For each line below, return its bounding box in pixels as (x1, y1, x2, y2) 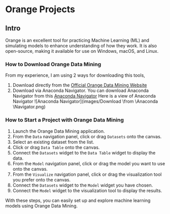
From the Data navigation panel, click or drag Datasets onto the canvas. (12, 133, 162, 139)
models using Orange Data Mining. (5, 202, 78, 209)
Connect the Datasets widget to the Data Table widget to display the (12, 149, 156, 156)
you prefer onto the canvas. (12, 176, 71, 182)
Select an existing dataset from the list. (12, 139, 94, 145)
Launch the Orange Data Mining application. (12, 128, 105, 134)
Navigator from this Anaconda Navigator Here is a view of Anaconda (12, 93, 156, 99)
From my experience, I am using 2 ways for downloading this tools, (5, 72, 146, 78)
